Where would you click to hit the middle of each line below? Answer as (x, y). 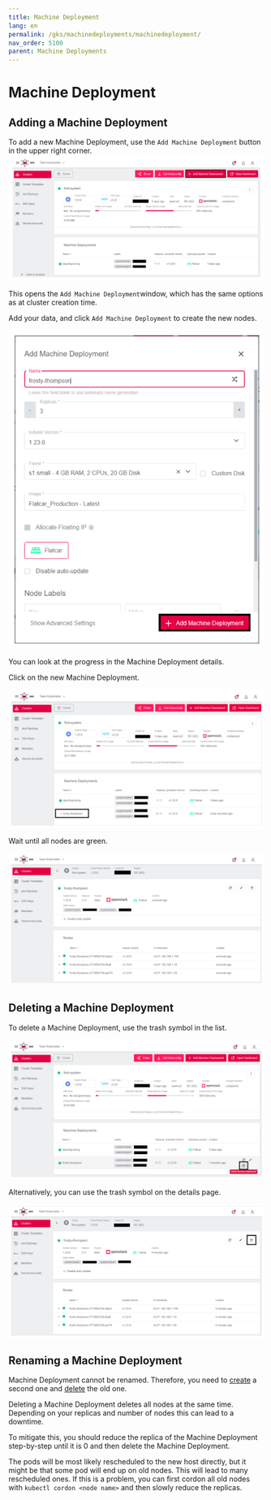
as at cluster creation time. (53, 302)
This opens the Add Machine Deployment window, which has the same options (136, 293)
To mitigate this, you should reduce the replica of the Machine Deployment (133, 1437)
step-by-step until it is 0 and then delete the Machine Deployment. (119, 1446)
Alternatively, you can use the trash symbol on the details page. (115, 1192)
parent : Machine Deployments (58, 52)
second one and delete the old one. (68, 1389)
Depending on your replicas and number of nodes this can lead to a (121, 1413)
